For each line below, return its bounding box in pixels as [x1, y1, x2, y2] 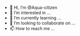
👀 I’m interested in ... [9, 10, 51, 16]
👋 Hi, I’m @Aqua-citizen [9, 5, 57, 10]
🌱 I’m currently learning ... [9, 15, 62, 20]
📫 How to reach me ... [9, 26, 55, 31]
